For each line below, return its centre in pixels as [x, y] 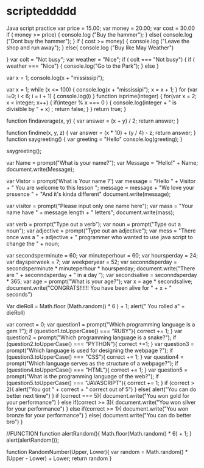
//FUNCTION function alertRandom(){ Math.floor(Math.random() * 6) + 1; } [99, 433]
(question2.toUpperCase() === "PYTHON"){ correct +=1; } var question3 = [100, 344]
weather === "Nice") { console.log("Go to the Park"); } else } [83, 66]
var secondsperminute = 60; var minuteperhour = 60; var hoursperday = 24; [102, 255]
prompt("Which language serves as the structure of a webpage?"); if [92, 363]
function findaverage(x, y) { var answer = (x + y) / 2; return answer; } [93, 121]
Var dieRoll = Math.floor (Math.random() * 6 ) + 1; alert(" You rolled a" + [96, 306]
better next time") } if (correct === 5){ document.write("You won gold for [98, 395]
